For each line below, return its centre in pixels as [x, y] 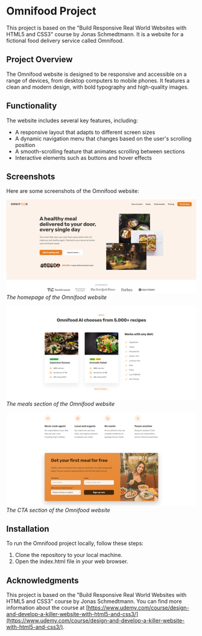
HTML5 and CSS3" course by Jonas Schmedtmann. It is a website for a [95, 34]
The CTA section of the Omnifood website [58, 510]
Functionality [32, 106]
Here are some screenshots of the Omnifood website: [73, 191]
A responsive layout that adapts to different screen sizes [85, 132]
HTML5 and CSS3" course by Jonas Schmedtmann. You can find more [94, 602]
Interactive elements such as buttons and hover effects [83, 157]
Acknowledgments [43, 580]
